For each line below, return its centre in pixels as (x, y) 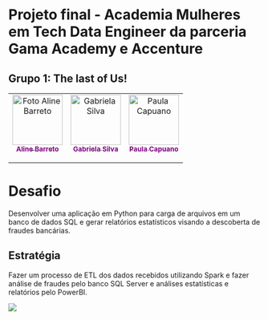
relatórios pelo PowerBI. (48, 292)
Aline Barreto (37, 149)
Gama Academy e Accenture (106, 49)
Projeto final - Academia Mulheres (124, 15)
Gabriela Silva (96, 149)
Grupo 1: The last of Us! (68, 78)
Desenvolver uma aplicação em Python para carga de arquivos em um (124, 213)
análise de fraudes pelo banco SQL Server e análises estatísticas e (118, 283)
